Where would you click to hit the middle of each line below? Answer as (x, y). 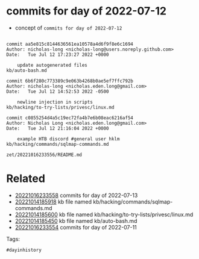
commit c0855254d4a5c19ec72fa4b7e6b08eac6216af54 (70, 118)
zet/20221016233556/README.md (44, 155)
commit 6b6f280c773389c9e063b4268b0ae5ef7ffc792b (70, 81)
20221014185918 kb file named (53, 201)
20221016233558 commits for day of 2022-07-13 (76, 195)
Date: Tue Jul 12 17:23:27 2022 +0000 (58, 55)
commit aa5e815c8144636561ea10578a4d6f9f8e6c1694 (70, 44)
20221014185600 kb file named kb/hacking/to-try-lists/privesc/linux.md (104, 214)
